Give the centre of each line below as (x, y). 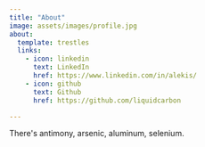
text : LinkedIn (61, 68)
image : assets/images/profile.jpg (74, 26)
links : (29, 51)
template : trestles (53, 42)
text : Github (57, 92)
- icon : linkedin (57, 59)
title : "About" (37, 17)
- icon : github (53, 84)
